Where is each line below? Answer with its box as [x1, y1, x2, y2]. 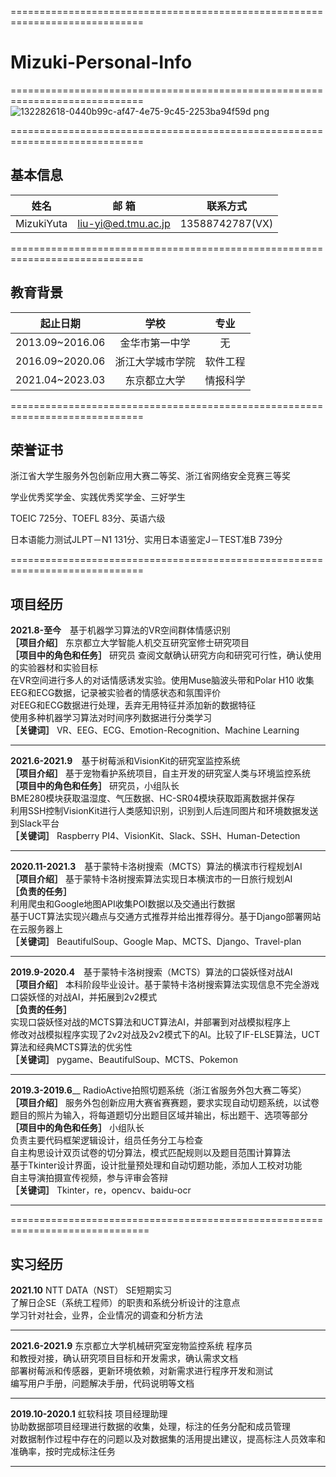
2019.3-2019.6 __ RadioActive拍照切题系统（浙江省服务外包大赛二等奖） [10, 1084, 307, 1096]
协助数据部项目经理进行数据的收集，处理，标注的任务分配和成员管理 [10, 1421, 291, 1432]
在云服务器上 [10, 923, 63, 935]
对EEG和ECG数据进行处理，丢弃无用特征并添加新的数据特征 [10, 699, 257, 711]
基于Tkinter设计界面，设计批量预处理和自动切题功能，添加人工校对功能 [10, 1159, 303, 1171]
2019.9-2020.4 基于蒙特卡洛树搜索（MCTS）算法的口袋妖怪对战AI [10, 966, 293, 978]
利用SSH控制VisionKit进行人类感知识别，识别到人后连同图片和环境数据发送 [10, 805, 319, 817]
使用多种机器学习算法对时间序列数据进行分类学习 [10, 712, 212, 724]
